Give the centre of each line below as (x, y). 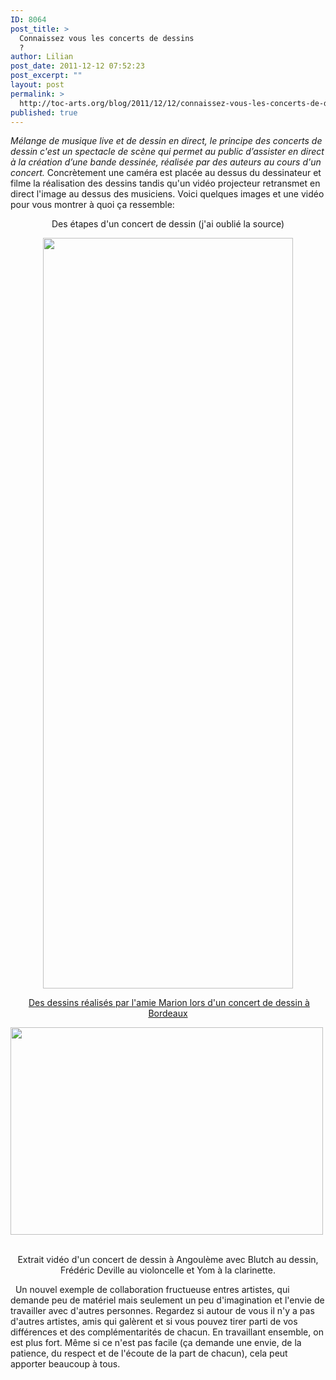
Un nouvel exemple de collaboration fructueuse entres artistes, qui (152, 1290)
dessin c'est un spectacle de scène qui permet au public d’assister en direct (167, 152)
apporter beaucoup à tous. (65, 1364)
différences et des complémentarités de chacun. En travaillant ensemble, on (167, 1332)
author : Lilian (42, 57)
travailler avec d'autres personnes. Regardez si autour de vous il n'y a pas (162, 1311)
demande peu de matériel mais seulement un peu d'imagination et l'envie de (167, 1300)
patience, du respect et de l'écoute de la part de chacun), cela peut (149, 1353)
